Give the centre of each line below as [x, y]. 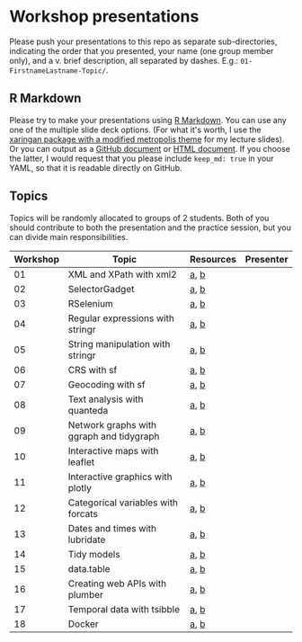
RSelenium [91, 303]
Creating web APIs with [117, 584]
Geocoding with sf [107, 384]
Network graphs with [112, 424]
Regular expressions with [121, 318]
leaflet [81, 462]
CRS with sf [93, 370]
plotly [80, 487]
